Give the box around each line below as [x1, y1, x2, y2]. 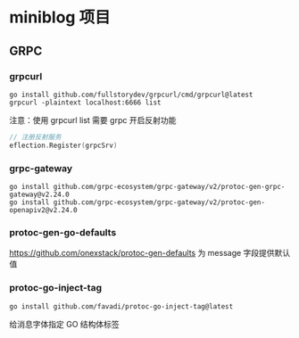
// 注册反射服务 [9, 132, 62, 142]
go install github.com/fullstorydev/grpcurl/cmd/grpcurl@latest [9, 90, 253, 99]
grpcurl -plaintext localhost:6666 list [9, 98, 162, 107]
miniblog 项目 [9, 7, 111, 28]
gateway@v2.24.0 [9, 190, 70, 199]
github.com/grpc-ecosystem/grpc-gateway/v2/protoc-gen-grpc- [53, 182, 286, 191]
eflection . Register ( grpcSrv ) [9, 141, 118, 150]
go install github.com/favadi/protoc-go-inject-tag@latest [9, 301, 234, 311]
